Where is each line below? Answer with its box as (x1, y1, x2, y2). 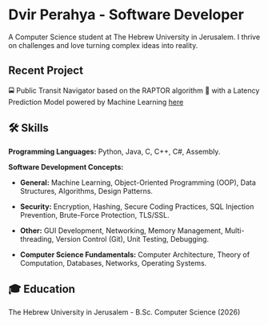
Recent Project (8, 64, 84, 78)
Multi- (224, 226, 245, 235)
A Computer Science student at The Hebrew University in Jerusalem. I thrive (8, 32, 261, 42)
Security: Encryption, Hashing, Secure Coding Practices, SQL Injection (19, 202, 254, 211)
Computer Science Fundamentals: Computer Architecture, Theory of (19, 250, 250, 259)
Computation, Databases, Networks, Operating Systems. (19, 258, 207, 267)
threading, (19, 234, 54, 243)
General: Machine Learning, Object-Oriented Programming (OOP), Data (19, 178, 256, 187)
